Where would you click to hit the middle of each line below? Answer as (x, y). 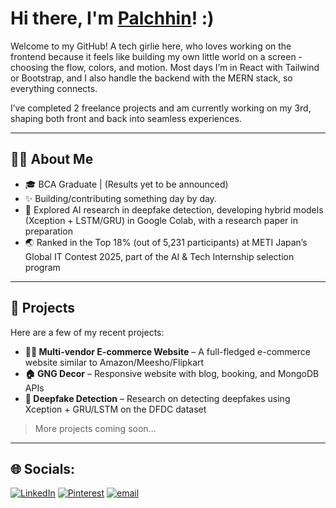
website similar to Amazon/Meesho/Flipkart (114, 362)
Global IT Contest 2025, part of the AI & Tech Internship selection (159, 256)
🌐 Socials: (43, 468)
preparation (48, 231)
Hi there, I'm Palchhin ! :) (112, 18)
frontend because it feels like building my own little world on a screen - (156, 56)
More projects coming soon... (95, 428)
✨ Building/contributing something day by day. (120, 198)
